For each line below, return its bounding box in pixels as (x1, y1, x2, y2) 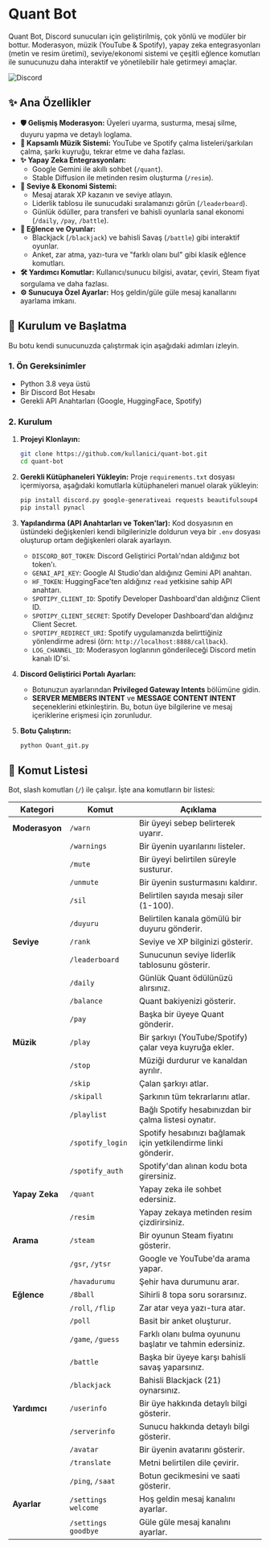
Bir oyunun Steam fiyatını (139, 1230, 234, 1241)
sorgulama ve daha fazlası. (19, 278, 109, 288)
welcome (69, 1504, 99, 1513)
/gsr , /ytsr (69, 1258, 112, 1270)
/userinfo (69, 1404, 107, 1413)
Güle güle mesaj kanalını (139, 1517, 231, 1528)
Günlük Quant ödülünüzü (139, 973, 233, 984)
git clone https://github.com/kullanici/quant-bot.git (19, 450, 208, 459)
